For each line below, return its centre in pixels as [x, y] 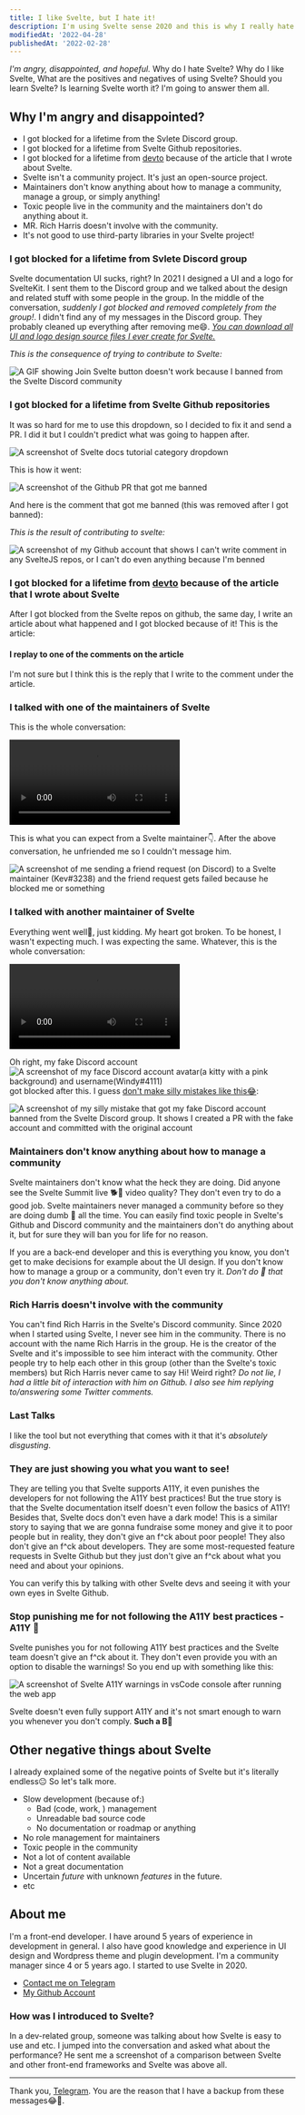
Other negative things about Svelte [110, 1750]
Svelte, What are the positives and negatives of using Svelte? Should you [146, 79]
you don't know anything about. [69, 1281]
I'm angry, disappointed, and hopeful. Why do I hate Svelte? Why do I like [147, 69]
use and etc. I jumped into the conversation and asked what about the [140, 2046]
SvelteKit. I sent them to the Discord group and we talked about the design [148, 288]
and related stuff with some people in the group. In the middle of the [137, 298]
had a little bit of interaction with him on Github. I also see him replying [142, 1383]
